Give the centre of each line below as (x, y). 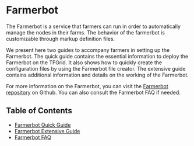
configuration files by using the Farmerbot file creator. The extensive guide (96, 68)
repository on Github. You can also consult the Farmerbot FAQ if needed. (93, 92)
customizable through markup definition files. (61, 39)
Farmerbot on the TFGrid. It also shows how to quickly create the (84, 62)
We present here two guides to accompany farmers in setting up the (88, 50)
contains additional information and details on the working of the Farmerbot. (98, 75)
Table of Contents (39, 111)
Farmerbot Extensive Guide (47, 131)
